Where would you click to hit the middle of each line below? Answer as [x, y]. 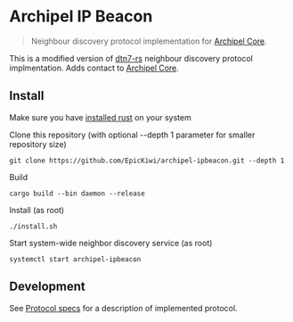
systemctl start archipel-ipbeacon [75, 259]
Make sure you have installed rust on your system [100, 117]
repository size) [38, 144]
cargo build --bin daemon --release [77, 194]
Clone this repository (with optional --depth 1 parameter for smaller [132, 135]
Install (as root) [37, 210]
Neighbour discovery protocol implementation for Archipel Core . [149, 41]
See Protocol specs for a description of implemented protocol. [123, 308]
